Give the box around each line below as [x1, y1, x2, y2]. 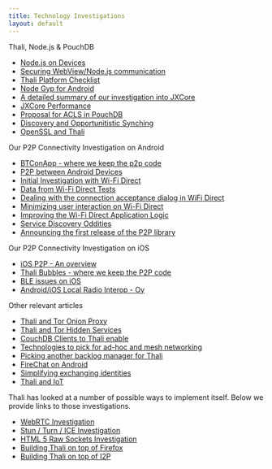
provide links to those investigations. [8, 401, 132, 410]
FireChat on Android [19, 359, 89, 369]
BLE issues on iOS [19, 276, 81, 285]
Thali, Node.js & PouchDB [8, 41, 95, 51]
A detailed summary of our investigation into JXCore [19, 92, 196, 102]
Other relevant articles [8, 300, 84, 310]
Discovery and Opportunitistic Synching [19, 118, 154, 128]
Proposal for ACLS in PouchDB [19, 109, 123, 119]
